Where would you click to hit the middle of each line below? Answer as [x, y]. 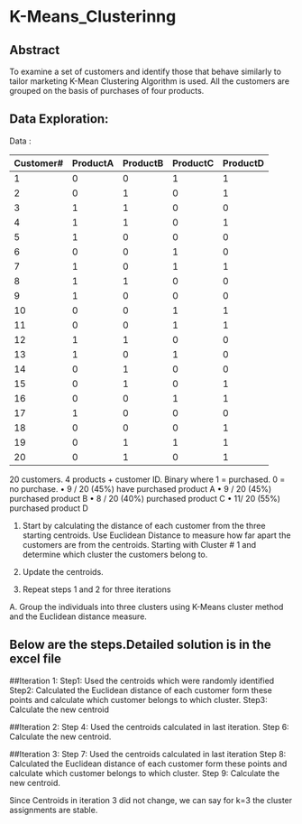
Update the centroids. [63, 571]
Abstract [35, 50]
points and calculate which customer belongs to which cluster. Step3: [138, 699]
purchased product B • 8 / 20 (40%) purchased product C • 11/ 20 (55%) [145, 498]
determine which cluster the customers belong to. [115, 554]
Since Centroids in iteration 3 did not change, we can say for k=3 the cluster [151, 800]
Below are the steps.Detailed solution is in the [141, 645]
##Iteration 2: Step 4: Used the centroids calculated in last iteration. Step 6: [150, 727]
